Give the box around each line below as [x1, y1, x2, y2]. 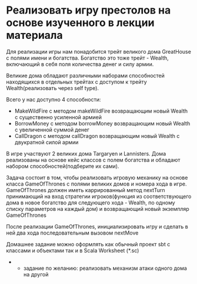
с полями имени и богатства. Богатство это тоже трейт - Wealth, [6, 54, 169, 61]
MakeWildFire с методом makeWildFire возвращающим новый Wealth [14, 107, 188, 114]
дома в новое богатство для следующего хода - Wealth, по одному [6, 199, 175, 206]
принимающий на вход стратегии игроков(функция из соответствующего [6, 193, 192, 200]
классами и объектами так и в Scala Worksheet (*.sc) [6, 247, 139, 254]
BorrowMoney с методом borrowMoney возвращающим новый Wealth [14, 120, 191, 127]
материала [6, 29, 63, 42]
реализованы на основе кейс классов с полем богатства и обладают [6, 156, 181, 163]
